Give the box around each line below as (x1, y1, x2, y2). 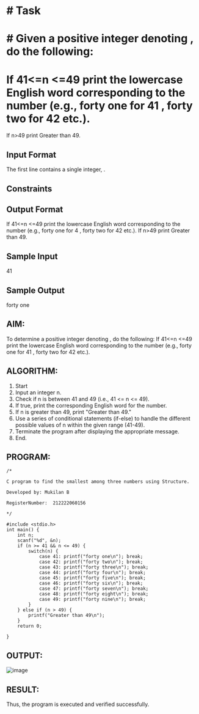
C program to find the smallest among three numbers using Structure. (6, 479, 190, 485)
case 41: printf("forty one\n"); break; (38, 554, 143, 560)
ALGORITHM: (6, 366, 58, 377)
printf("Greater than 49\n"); (28, 613, 105, 619)
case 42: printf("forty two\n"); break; (38, 559, 143, 565)
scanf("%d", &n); (17, 537, 62, 544)
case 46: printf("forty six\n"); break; (38, 580, 143, 587)
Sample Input (6, 251, 58, 262)
